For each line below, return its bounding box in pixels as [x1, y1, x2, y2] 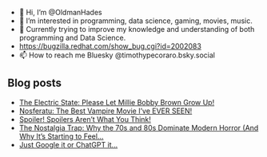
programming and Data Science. [18, 33, 126, 42]
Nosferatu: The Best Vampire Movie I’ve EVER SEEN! [18, 106, 193, 116]
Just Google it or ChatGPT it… [18, 139, 118, 149]
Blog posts [7, 77, 62, 90]
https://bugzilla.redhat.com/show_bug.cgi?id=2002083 [18, 41, 201, 51]
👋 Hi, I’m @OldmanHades [18, 8, 102, 17]
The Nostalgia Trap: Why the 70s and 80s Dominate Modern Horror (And [18, 123, 259, 132]
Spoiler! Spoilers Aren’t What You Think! [18, 114, 151, 124]
